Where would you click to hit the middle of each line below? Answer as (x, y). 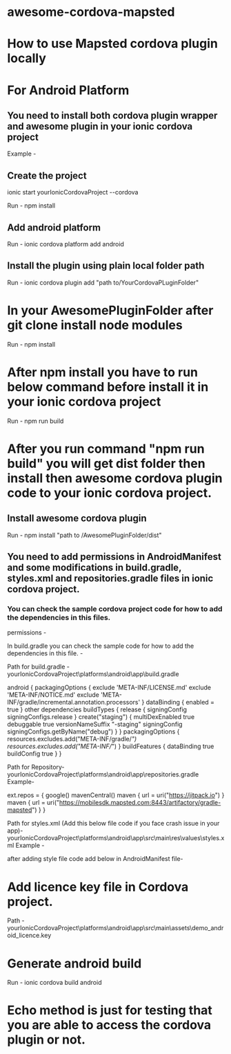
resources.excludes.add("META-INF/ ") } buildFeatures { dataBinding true (111, 746)
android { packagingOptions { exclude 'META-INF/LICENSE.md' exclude (109, 688)
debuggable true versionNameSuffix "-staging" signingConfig (95, 725)
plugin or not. (47, 1040)
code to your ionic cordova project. (110, 493)
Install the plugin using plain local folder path (106, 266)
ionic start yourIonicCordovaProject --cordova (73, 192)
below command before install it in (108, 387)
